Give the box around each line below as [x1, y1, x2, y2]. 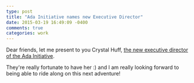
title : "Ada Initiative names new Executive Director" [6, 14, 143, 20]
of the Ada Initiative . [6, 53, 55, 60]
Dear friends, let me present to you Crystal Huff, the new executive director [6, 46, 188, 53]
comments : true [6, 25, 44, 31]
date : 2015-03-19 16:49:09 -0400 [6, 19, 88, 25]
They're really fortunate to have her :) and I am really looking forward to [6, 64, 179, 71]
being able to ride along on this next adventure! [6, 70, 121, 77]
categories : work [6, 30, 49, 36]
